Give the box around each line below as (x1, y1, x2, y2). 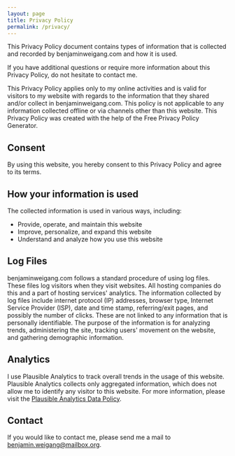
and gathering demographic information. (7, 333, 124, 341)
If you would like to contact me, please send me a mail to (7, 433, 171, 441)
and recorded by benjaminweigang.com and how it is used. (7, 50, 178, 58)
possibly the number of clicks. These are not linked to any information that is (7, 311, 228, 319)
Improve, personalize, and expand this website (17, 228, 152, 236)
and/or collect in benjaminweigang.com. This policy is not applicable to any (7, 99, 225, 108)
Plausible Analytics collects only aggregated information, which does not (7, 379, 217, 388)
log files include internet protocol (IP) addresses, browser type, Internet (7, 296, 213, 304)
